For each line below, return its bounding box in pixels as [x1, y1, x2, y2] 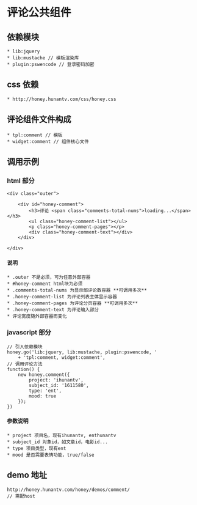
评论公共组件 [7, 6, 72, 20]
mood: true [29, 393, 57, 399]
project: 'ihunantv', [29, 377, 84, 383]
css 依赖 [7, 79, 39, 90]
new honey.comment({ [18, 371, 70, 378]
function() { [7, 366, 40, 372]
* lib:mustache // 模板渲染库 [7, 55, 79, 61]
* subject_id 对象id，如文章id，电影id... [7, 439, 109, 445]
